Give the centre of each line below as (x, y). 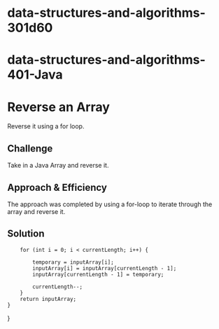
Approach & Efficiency (57, 187)
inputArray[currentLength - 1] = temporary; (98, 274)
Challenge (30, 148)
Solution (26, 234)
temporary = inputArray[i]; (73, 262)
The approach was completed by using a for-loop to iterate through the (110, 204)
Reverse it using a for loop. (46, 126)
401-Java (35, 75)
